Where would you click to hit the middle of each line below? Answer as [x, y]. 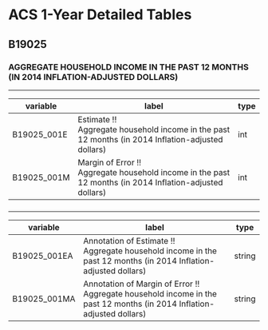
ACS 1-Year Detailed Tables [100, 15]
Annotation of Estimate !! [129, 241]
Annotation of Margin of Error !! [142, 284]
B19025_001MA [44, 299]
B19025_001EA [43, 256]
